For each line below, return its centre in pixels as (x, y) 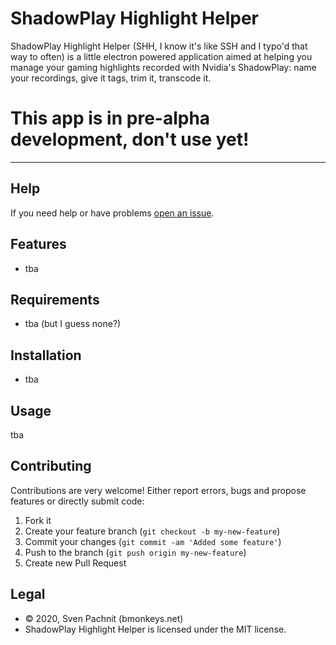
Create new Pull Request (75, 563)
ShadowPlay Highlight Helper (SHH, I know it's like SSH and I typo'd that (159, 46)
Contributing (51, 466)
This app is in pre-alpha (110, 118)
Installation (46, 355)
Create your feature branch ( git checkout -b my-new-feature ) (152, 531)
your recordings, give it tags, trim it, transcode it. (111, 78)
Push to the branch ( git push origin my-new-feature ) (135, 552)
